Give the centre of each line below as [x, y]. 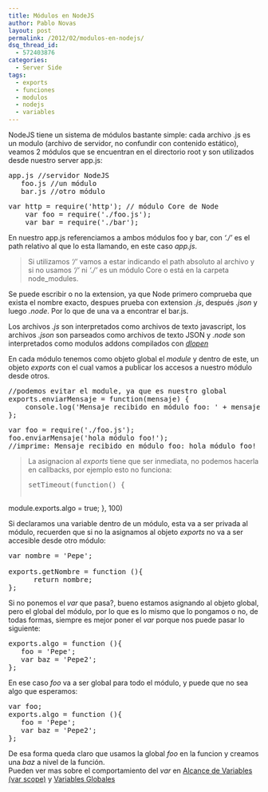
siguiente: [25, 628]
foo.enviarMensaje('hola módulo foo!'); [89, 438]
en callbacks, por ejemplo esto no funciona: [100, 469]
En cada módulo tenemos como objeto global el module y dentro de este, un [134, 359]
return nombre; [63, 580]
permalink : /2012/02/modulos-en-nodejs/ [77, 38]
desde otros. [29, 376]
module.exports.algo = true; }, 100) [66, 508]
